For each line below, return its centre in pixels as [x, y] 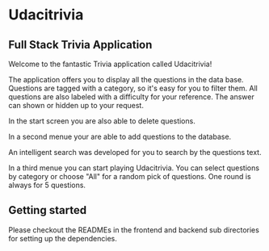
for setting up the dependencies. [63, 238]
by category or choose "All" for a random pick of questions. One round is [130, 176]
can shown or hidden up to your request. [76, 105]
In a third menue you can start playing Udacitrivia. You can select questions [134, 168]
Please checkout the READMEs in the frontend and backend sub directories [134, 230]
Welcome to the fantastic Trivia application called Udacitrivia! [110, 64]
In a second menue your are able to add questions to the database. [120, 136]
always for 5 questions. [47, 185]
